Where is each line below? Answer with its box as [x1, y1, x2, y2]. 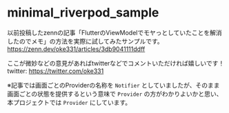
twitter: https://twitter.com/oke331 [7, 67, 104, 75]
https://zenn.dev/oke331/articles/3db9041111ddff [7, 45, 146, 53]
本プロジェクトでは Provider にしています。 [7, 98, 132, 106]
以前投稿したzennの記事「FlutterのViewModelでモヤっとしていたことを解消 [7, 28, 222, 37]
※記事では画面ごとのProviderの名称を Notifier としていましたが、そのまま [7, 81, 220, 89]
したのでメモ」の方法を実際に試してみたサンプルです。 [7, 37, 163, 45]
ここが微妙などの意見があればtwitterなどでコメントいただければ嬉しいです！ [7, 59, 225, 67]
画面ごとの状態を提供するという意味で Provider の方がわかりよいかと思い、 [7, 90, 223, 98]
